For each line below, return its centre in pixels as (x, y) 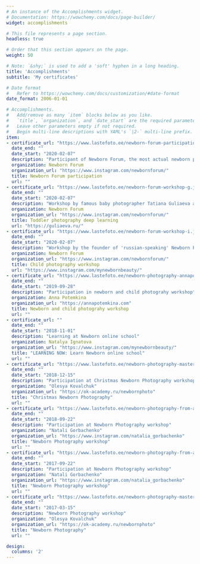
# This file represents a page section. (57, 33)
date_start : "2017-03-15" (44, 508)
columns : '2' (28, 552)
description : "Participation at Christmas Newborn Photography (91, 381)
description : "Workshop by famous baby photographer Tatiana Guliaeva (101, 204)
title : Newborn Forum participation (57, 176)
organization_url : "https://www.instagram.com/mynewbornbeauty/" (94, 347)
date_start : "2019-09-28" (44, 287)
